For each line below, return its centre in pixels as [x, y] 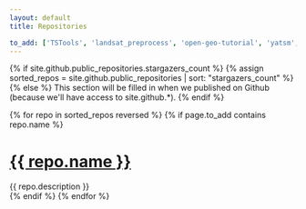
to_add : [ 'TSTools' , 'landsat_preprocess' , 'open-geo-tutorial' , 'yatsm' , [154, 43]
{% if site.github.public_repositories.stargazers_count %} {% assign [137, 68]
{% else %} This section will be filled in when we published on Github [140, 88]
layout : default [40, 18]
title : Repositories [49, 26]
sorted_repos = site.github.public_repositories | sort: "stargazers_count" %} [152, 78]
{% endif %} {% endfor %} [60, 196]
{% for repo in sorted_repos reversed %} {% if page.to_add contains [138, 115]
